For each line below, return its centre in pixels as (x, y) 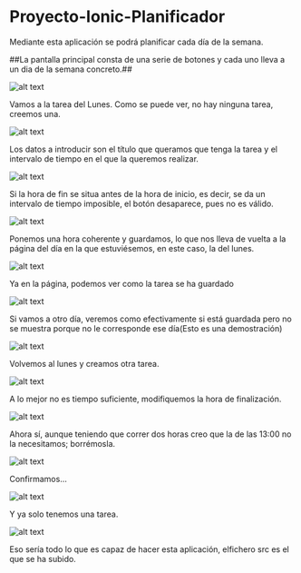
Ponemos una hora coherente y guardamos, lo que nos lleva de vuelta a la (148, 239)
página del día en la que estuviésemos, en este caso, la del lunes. (132, 248)
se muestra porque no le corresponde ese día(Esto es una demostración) (146, 328)
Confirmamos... (39, 479)
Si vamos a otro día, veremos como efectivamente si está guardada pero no (150, 319)
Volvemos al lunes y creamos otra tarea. (84, 363)
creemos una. (35, 114)
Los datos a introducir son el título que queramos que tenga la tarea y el (144, 149)
